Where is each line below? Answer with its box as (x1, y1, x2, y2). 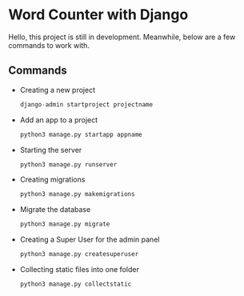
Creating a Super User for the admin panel (19, 234, 160, 245)
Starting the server (19, 145, 82, 154)
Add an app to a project (19, 114, 98, 125)
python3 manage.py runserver (19, 160, 118, 169)
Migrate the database (19, 205, 91, 214)
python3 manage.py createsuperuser (19, 250, 139, 258)
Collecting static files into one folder (19, 265, 140, 274)
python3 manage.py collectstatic (19, 280, 132, 288)
